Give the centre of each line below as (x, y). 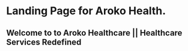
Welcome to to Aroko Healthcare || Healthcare (94, 33)
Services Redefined (44, 42)
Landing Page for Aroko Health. (86, 11)
